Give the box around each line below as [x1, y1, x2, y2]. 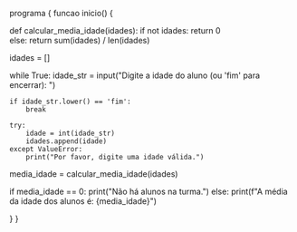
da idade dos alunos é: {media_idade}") [9, 196, 157, 207]
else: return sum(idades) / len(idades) [9, 35, 150, 45]
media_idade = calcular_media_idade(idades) [9, 169, 178, 179]
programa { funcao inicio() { [9, 8, 113, 18]
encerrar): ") [9, 80, 56, 90]
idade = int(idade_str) [25, 129, 116, 138]
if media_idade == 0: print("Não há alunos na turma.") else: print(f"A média [9, 186, 288, 197]
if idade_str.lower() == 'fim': [9, 97, 131, 106]
